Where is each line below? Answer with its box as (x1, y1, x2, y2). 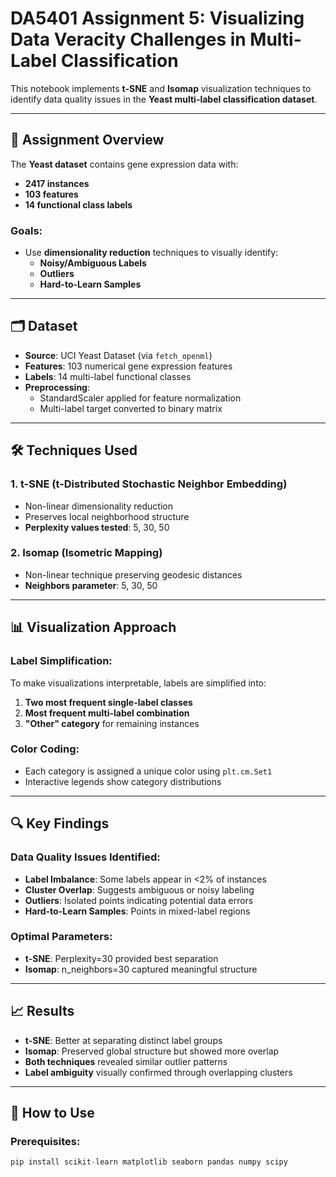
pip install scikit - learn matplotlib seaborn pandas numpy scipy (10, 1157, 288, 1167)
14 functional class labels (24, 198, 133, 211)
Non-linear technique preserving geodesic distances (24, 568, 243, 581)
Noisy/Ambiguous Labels (39, 257, 147, 269)
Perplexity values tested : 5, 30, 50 (24, 521, 170, 533)
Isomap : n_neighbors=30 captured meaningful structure (24, 963, 258, 975)
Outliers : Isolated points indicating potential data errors (24, 894, 254, 906)
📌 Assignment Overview (10, 132, 165, 149)
